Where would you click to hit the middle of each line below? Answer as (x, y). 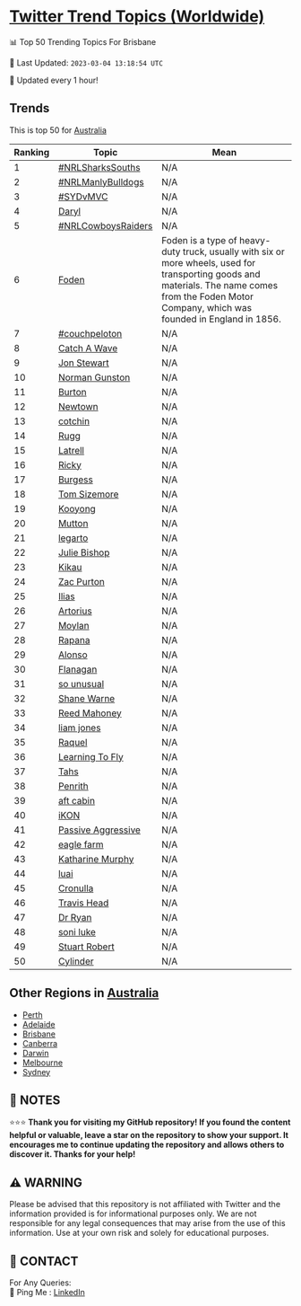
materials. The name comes (219, 285)
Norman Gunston (94, 377)
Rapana (74, 640)
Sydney (36, 1072)
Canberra (40, 1043)
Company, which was (206, 307)
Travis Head (83, 903)
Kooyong (77, 508)
